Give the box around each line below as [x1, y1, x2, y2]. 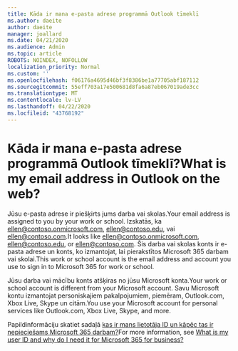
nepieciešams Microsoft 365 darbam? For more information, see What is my [7, 328, 229, 336]
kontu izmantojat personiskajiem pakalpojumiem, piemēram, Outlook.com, [7, 291, 224, 300]
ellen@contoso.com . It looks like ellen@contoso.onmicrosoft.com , [7, 232, 200, 241]
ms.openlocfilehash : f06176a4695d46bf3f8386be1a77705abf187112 [7, 76, 200, 84]
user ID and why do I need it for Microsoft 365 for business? [7, 335, 184, 344]
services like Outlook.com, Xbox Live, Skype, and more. [7, 306, 171, 315]
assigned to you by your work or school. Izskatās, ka [7, 216, 162, 225]
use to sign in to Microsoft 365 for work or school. [7, 262, 155, 271]
